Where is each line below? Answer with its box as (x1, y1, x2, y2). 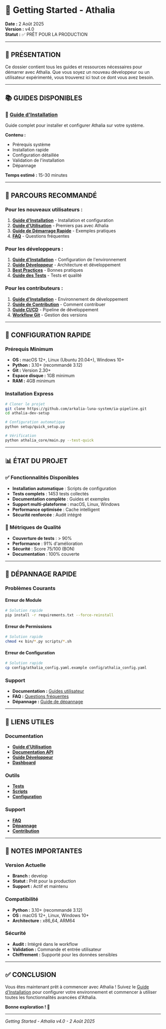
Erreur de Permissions (5, 623, 52, 629)
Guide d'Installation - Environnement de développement (12, 296, 128, 302)
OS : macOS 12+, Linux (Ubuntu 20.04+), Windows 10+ (12, 357, 124, 363)
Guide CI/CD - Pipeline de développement (12, 306, 99, 312)
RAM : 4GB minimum (12, 378, 55, 384)
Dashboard (12, 759, 36, 765)
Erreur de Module (5, 597, 42, 603)
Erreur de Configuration (5, 649, 55, 655)
